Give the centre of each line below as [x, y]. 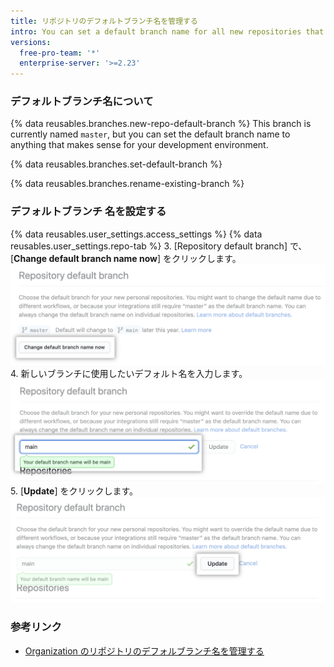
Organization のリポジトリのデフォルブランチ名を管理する [144, 651]
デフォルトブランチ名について [82, 102]
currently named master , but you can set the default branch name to [150, 134]
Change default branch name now [85, 258]
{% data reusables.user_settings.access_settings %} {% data [136, 234]
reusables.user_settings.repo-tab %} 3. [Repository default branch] [149, 246]
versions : [31, 42]
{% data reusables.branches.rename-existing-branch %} [127, 184]
